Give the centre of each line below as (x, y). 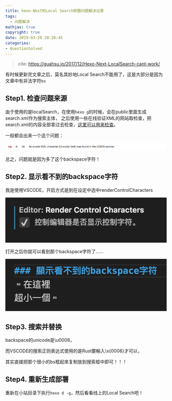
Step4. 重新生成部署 (37, 379)
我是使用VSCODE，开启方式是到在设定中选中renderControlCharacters (79, 190)
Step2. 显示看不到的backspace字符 (62, 177)
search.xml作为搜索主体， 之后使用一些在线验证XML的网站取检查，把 (79, 118)
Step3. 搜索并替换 (34, 327)
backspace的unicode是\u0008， (40, 340)
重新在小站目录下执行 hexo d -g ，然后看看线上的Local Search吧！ (74, 393)
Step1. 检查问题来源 (36, 98)
